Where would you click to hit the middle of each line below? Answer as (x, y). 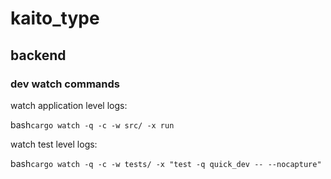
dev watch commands (65, 84)
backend (38, 55)
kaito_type (55, 18)
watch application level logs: (69, 105)
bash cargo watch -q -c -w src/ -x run (92, 124)
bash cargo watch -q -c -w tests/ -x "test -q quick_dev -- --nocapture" (166, 163)
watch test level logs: (54, 144)
